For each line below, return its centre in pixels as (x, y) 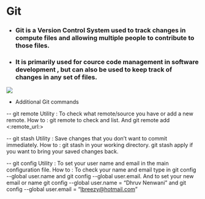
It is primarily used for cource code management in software (107, 62)
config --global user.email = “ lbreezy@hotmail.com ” (72, 189)
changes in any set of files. (56, 78)
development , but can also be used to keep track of (94, 70)
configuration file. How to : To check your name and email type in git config (101, 170)
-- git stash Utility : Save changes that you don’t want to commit (87, 139)
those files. (32, 46)
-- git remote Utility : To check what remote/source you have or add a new (100, 114)
